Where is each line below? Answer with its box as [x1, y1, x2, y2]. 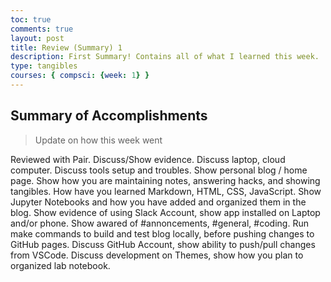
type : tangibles [10, 61, 78, 71]
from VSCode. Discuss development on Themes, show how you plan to [10, 249, 304, 261]
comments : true [10, 24, 74, 34]
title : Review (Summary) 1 [10, 42, 123, 53]
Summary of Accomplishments [10, 107, 208, 125]
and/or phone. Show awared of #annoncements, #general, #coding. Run [10, 217, 309, 229]
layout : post [10, 33, 65, 43]
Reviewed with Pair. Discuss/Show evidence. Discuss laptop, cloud [10, 153, 286, 165]
